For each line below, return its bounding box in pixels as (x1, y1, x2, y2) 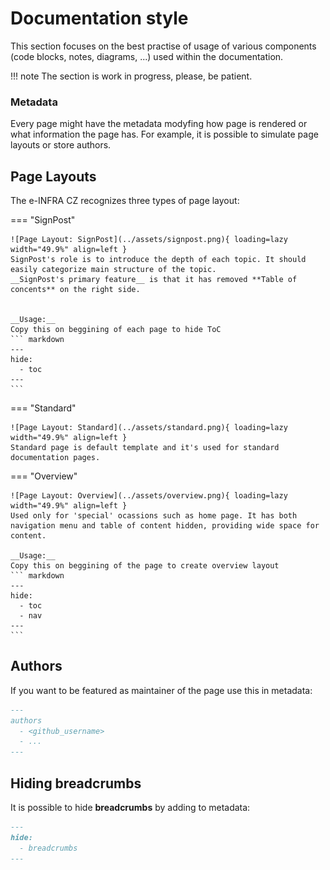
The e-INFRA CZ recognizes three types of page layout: (10, 195, 240, 207)
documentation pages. (10, 453, 101, 463)
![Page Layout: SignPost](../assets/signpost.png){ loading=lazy (10, 235, 288, 245)
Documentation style (10, 7, 189, 30)
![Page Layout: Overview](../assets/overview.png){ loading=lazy (10, 491, 288, 501)
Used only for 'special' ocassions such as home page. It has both (10, 511, 298, 521)
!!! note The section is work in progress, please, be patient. (10, 70, 253, 82)
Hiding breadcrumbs (10, 775, 142, 792)
